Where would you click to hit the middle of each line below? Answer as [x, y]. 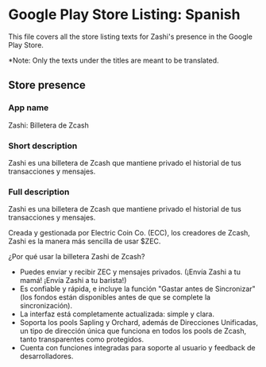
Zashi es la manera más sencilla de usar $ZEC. [85, 241]
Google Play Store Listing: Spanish [124, 15]
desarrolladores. [46, 356]
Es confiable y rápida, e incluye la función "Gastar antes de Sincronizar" [137, 289]
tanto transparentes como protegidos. [82, 339]
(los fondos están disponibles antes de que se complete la [115, 297]
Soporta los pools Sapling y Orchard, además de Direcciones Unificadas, [139, 323]
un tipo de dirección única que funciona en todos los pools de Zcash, [133, 331]
